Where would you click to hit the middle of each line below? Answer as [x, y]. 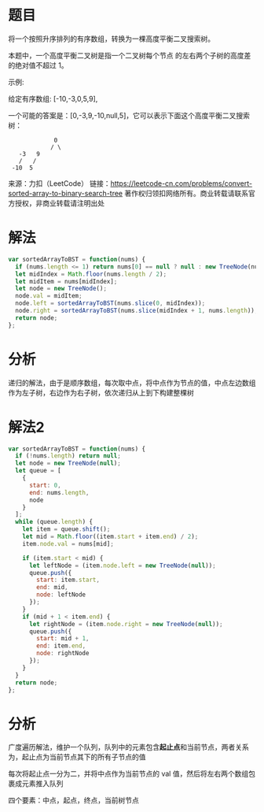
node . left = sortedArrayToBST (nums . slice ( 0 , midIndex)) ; [110, 303]
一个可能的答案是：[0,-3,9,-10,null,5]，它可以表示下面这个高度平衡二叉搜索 [129, 115]
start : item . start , [68, 580]
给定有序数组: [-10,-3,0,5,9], [53, 98]
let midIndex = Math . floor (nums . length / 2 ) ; [91, 274]
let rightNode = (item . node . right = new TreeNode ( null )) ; [126, 624]
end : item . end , [61, 646]
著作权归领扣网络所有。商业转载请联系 [187, 193]
